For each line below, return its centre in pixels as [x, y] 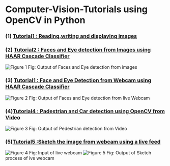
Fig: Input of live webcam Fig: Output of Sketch [90, 153]
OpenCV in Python [45, 20]
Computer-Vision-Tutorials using [77, 9]
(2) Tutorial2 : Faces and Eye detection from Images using [78, 50]
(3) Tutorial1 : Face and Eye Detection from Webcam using [78, 80]
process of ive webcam [30, 158]
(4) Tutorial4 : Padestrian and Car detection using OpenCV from [85, 111]
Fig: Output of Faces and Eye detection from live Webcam [89, 98]
